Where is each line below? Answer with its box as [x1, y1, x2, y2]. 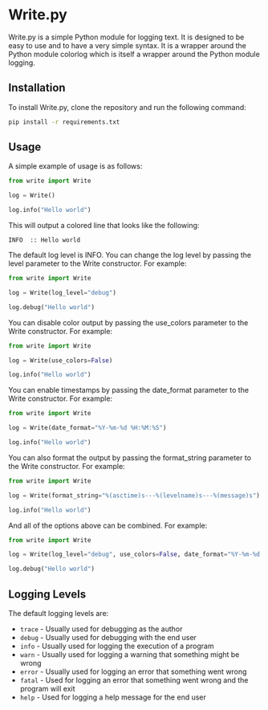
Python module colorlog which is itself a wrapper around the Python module [8, 49, 261, 59]
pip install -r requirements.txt [8, 118, 120, 126]
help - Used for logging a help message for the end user [19, 692, 207, 702]
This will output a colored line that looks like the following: [8, 221, 200, 231]
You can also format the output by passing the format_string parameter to [8, 452, 251, 463]
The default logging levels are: [8, 609, 109, 618]
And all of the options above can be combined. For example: [8, 520, 208, 530]
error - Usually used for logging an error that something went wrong [19, 667, 247, 676]
